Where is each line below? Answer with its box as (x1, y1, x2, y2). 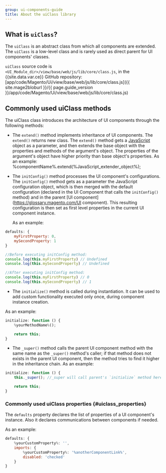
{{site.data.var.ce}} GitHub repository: (5, 74, 83, 80)
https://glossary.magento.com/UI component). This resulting (14, 200, 137, 206)
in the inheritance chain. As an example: (12, 361, 94, 367)
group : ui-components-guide (5, 7, 63, 12)
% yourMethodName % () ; (14, 322, 56, 327)
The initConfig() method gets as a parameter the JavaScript (12, 179, 137, 185)
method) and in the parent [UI (12, 194, 73, 201)
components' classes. (5, 54, 50, 60)
